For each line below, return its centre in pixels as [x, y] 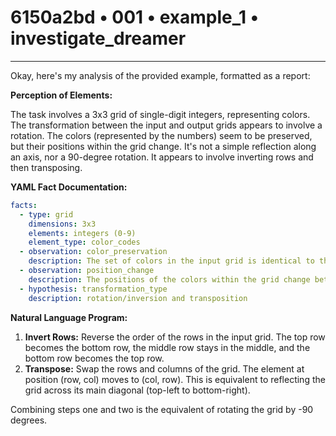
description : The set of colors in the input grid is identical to [171, 261]
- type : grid [46, 214]
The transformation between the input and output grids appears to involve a [166, 125]
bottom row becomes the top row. [94, 358]
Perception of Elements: [61, 95]
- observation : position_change [87, 271]
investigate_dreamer [98, 38]
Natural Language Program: [69, 317]
